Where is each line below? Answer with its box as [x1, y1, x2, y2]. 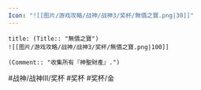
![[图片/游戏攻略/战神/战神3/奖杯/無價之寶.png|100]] [8, 43, 169, 51]
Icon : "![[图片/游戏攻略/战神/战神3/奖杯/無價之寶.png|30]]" [8, 11, 195, 20]
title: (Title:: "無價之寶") [8, 35, 99, 43]
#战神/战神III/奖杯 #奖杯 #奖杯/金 [8, 73, 114, 83]
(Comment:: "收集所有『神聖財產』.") [8, 58, 121, 66]
